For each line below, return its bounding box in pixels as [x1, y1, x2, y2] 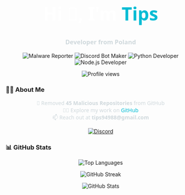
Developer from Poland [65, 37, 136, 47]
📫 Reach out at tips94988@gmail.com [52, 113, 149, 121]
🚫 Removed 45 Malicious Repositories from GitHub [36, 99, 165, 107]
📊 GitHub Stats [5, 143, 52, 152]
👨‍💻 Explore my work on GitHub [62, 106, 139, 114]
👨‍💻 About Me [5, 85, 45, 94]
